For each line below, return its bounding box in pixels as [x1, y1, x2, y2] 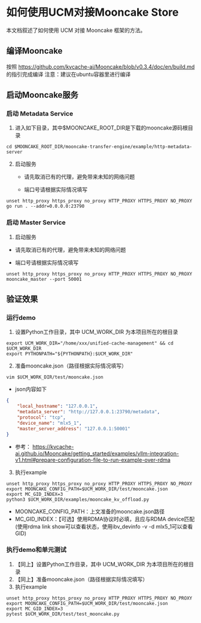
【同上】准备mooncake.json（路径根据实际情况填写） [14, 575, 149, 583]
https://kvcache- [32, 443, 74, 450]
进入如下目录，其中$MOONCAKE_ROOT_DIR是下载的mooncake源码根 [14, 124, 188, 131]
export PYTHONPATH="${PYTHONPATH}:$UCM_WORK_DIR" [6, 351, 134, 357]
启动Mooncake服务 [6, 90, 79, 100]
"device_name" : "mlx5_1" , [17, 420, 82, 426]
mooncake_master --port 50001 [6, 276, 82, 282]
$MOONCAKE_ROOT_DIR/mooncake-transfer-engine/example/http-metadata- [14, 144, 193, 150]
